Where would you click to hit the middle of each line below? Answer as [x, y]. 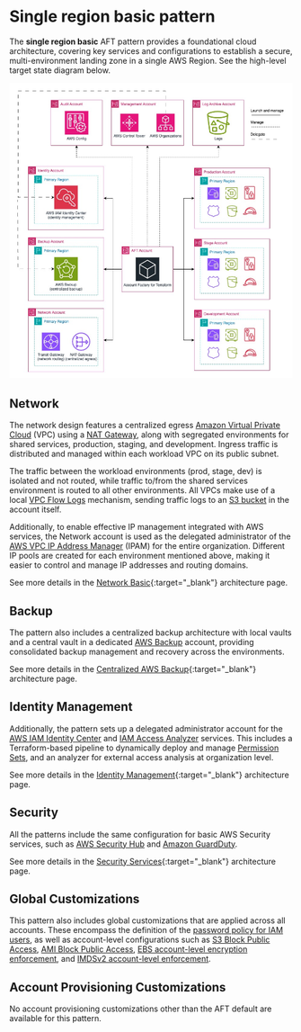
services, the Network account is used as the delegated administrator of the [150, 536]
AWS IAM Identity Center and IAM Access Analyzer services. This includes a [151, 738]
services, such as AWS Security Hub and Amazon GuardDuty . [124, 844]
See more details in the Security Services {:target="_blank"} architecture [143, 861]
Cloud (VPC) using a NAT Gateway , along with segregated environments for [149, 435]
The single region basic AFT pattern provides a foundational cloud [133, 41]
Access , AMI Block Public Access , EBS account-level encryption [128, 949]
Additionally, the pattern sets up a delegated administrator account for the [146, 728]
